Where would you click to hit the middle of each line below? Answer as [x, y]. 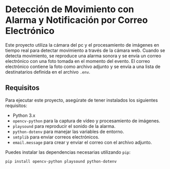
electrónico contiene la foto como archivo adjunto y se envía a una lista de [83, 66]
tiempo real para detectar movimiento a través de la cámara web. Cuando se [85, 50]
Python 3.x [24, 115]
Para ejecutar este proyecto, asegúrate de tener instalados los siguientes [82, 100]
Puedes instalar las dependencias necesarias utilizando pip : [68, 152]
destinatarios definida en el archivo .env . [48, 72]
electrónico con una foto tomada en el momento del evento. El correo [78, 61]
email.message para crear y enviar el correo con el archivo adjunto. [82, 142]
